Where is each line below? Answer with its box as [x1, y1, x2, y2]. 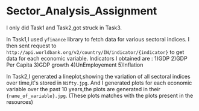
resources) [6, 98, 33, 106]
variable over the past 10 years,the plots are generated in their [6, 85, 161, 92]
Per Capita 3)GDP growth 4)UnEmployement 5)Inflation [6, 61, 144, 68]
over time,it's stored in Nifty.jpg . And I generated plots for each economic [6, 79, 192, 86]
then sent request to [6, 42, 57, 49]
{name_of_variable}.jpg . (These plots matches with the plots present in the [6, 92, 194, 99]
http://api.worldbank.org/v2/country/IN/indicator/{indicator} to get [6, 48, 185, 55]
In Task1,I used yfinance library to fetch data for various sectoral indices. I [6, 35, 190, 43]
